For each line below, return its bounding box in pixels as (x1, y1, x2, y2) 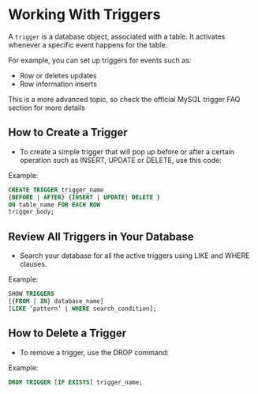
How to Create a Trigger (8, 126, 128, 139)
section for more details (8, 103, 85, 112)
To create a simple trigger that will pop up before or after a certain (19, 146, 235, 156)
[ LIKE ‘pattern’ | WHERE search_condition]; (8, 305, 157, 313)
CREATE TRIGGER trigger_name (8, 186, 104, 194)
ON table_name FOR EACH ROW (8, 200, 101, 209)
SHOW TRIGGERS (8, 290, 55, 298)
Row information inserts (19, 79, 97, 89)
